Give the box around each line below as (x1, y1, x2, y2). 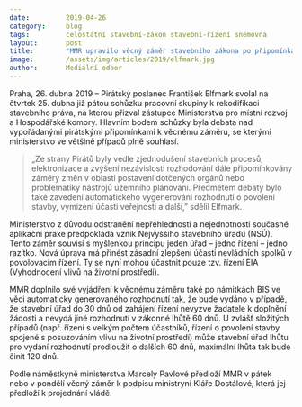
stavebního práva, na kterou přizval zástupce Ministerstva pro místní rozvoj (9, 107, 288, 118)
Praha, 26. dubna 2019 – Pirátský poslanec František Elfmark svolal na (9, 87, 269, 99)
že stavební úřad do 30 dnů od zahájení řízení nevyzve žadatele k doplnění (9, 303, 287, 313)
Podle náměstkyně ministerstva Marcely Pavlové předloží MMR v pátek (9, 368, 272, 379)
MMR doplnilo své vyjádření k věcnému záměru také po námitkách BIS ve (9, 284, 281, 294)
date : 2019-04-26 (9, 13, 106, 23)
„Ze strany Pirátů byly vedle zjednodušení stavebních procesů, (31, 153, 263, 164)
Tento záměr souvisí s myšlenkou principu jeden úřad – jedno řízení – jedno (9, 238, 288, 249)
